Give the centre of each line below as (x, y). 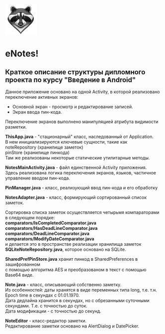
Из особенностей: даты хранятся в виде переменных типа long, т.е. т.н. (81, 290)
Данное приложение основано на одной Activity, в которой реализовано (82, 92)
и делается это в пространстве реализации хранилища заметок (73, 244)
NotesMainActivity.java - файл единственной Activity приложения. (76, 167)
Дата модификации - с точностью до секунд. (53, 311)
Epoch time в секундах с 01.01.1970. (42, 295)
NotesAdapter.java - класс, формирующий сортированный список (76, 197)
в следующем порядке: (30, 218)
